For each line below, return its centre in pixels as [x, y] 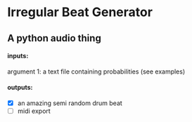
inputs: [18, 56]
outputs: [20, 88]
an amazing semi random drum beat [70, 103]
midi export [34, 111]
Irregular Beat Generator [80, 12]
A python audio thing [55, 38]
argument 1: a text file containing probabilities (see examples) [96, 72]
